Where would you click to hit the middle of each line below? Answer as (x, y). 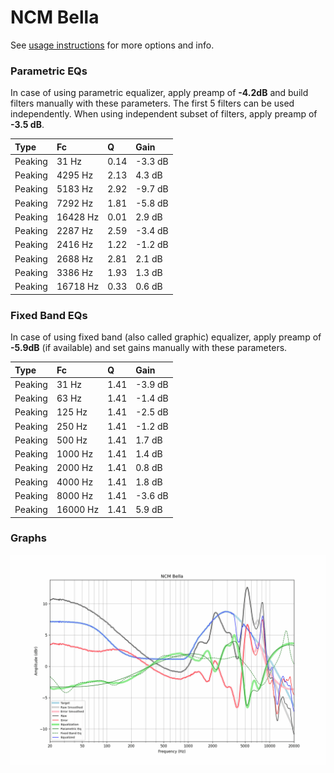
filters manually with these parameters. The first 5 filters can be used (152, 103)
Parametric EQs (49, 71)
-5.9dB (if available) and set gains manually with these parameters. (149, 348)
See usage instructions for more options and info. (112, 45)
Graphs (28, 538)
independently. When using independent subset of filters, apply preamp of (164, 114)
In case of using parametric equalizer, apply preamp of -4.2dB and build (159, 93)
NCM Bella (55, 17)
